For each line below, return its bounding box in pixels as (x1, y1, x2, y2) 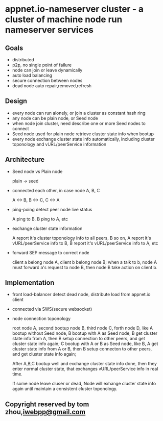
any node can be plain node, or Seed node (12, 115, 98, 121)
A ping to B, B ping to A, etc (12, 216, 68, 222)
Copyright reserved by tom (5, 400, 89, 408)
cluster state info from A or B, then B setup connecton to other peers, (12, 346, 152, 352)
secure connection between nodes (12, 77, 83, 83)
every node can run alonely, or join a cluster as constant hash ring (12, 110, 146, 116)
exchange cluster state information (12, 225, 83, 231)
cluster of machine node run (5, 14, 122, 25)
